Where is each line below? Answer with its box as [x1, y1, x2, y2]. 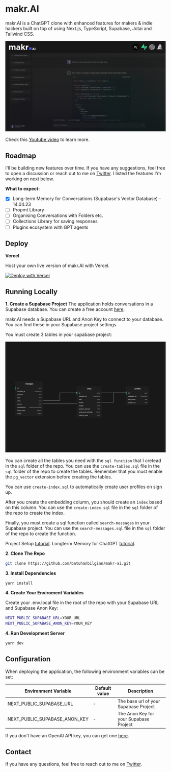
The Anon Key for [118, 710, 154, 716]
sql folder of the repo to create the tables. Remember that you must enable [5, 468, 163, 474]
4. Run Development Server [5, 630, 65, 636]
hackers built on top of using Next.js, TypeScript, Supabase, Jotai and [5, 25, 152, 31]
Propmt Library [12, 207, 44, 213]
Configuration [5, 655, 51, 664]
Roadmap [5, 151, 37, 160]
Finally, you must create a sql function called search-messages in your [5, 519, 150, 526]
